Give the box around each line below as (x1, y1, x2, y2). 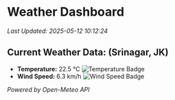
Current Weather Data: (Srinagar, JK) (7, 47, 170, 58)
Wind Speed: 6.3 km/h (16, 72, 82, 80)
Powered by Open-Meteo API (7, 85, 91, 93)
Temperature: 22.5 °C (16, 64, 80, 73)
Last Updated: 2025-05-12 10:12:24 (7, 27, 108, 35)
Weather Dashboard (7, 4, 125, 20)
